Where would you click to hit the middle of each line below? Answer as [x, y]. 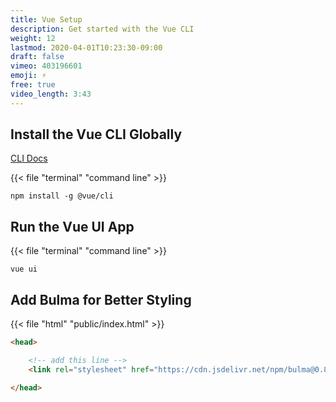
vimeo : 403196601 [46, 66]
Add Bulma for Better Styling [101, 299]
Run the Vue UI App [72, 226]
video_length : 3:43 [51, 94]
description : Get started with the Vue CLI [102, 29]
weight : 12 [33, 38]
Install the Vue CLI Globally [96, 134]
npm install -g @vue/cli [62, 196]
